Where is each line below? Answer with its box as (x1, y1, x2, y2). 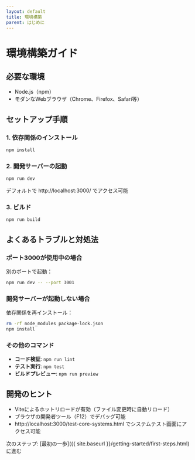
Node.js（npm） (14, 88, 54, 96)
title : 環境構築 (6, 14, 42, 20)
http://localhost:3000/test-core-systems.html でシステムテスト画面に (14, 420, 182, 427)
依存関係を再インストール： (6, 309, 73, 316)
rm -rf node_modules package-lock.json (6, 321, 104, 327)
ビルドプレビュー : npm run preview (14, 370, 98, 377)
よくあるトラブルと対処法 (6, 234, 98, 244)
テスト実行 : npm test (14, 363, 65, 370)
